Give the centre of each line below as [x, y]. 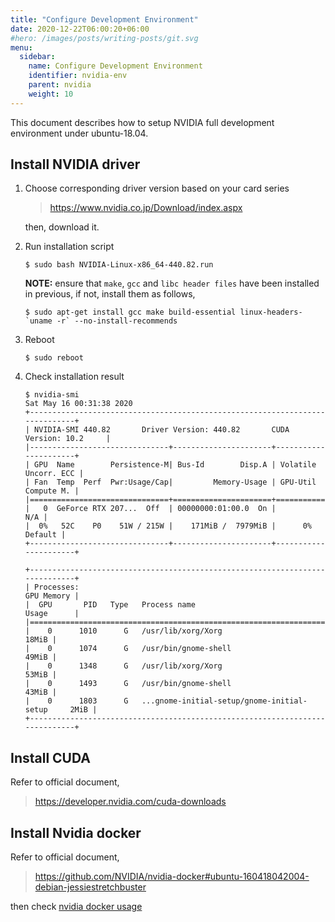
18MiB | [40, 640]
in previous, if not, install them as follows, [110, 294]
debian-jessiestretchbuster [90, 887]
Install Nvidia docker [76, 832]
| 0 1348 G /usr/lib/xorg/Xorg [123, 666]
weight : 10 [51, 94]
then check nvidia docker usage [76, 907]
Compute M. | [52, 491]
